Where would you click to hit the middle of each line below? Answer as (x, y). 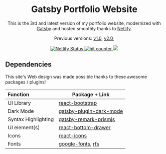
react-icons (72, 135)
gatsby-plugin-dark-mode (91, 111)
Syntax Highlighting (31, 119)
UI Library (19, 103)
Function (19, 94)
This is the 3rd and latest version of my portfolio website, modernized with (84, 23)
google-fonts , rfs (79, 143)
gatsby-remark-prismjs (87, 119)
